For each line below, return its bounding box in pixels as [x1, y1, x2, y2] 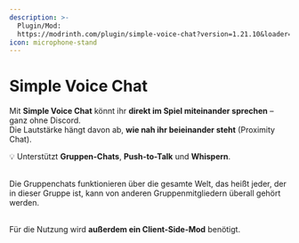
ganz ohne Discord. [9, 115, 82, 126]
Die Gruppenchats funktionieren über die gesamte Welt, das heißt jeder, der [9, 179, 287, 190]
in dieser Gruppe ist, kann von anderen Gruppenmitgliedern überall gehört [9, 188, 281, 198]
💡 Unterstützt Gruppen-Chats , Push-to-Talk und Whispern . [9, 151, 231, 162]
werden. [9, 198, 40, 208]
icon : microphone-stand [9, 37, 98, 47]
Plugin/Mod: [17, 21, 62, 30]
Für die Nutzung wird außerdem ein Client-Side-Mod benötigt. [9, 224, 241, 235]
